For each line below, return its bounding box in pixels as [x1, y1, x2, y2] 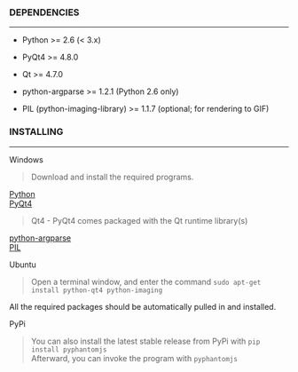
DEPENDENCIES [9, 6, 80, 19]
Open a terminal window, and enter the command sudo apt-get [30, 276, 262, 287]
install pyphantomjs [30, 344, 107, 354]
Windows [9, 154, 44, 165]
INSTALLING [9, 126, 64, 139]
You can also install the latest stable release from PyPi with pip [30, 336, 261, 346]
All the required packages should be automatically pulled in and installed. [9, 301, 277, 312]
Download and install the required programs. [30, 171, 194, 182]
